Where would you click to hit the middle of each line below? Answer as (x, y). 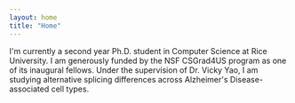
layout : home (33, 17)
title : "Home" (36, 26)
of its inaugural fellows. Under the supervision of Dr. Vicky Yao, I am (134, 70)
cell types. (70, 89)
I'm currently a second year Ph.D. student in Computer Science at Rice (139, 51)
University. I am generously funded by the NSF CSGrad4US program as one (148, 60)
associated (29, 89)
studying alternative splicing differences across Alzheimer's (119, 79)
